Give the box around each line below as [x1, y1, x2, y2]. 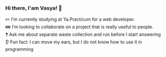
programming [5, 46, 34, 52]
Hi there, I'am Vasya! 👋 [5, 5, 62, 12]
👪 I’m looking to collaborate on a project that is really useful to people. [5, 24, 153, 30]
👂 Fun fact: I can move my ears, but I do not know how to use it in [5, 39, 143, 45]
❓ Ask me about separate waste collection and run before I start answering [5, 31, 161, 37]
